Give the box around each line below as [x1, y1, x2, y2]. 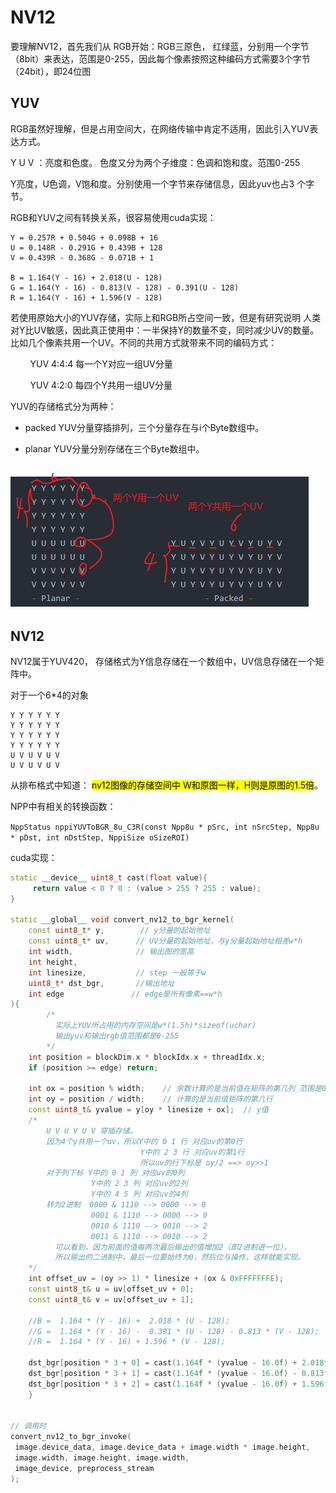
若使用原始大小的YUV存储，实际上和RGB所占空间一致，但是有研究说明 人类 [10, 311, 322, 323]
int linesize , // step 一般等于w [28, 967, 207, 978]
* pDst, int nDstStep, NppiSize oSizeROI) [10, 832, 190, 843]
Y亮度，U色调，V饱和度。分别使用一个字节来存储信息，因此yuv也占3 [10, 177, 295, 190]
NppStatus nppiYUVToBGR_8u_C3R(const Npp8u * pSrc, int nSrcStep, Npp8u [10, 822, 320, 832]
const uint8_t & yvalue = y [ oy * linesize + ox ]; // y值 [28, 1105, 269, 1115]
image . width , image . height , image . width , [14, 1453, 190, 1463]
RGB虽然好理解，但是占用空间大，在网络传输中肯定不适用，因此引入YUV [10, 122, 310, 135]
